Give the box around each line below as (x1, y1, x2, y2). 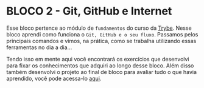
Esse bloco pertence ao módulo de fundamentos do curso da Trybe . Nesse (6, 24, 192, 32)
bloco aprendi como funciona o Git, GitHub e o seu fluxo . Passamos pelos (6, 30, 199, 38)
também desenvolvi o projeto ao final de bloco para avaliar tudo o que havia (6, 68, 197, 75)
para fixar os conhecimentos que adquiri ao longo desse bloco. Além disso (6, 62, 194, 69)
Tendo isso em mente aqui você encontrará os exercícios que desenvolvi (6, 55, 189, 63)
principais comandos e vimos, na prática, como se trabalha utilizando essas (6, 37, 197, 44)
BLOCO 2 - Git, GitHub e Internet (6, 4, 172, 18)
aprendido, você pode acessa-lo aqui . (6, 75, 102, 82)
